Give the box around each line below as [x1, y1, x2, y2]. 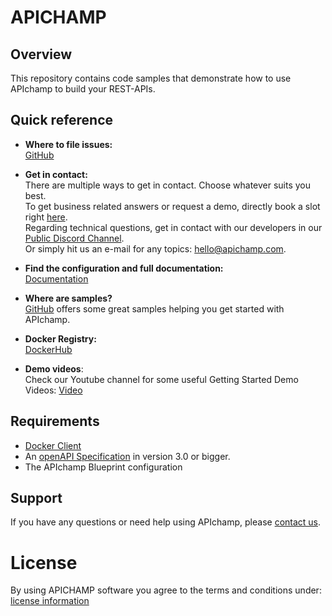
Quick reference [10, 112, 114, 129]
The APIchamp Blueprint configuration [24, 461, 183, 473]
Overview [10, 46, 73, 63]
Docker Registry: [24, 332, 97, 345]
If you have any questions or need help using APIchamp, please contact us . [10, 516, 322, 528]
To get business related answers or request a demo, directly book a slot [24, 200, 321, 212]
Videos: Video [24, 384, 83, 396]
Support [10, 490, 63, 507]
